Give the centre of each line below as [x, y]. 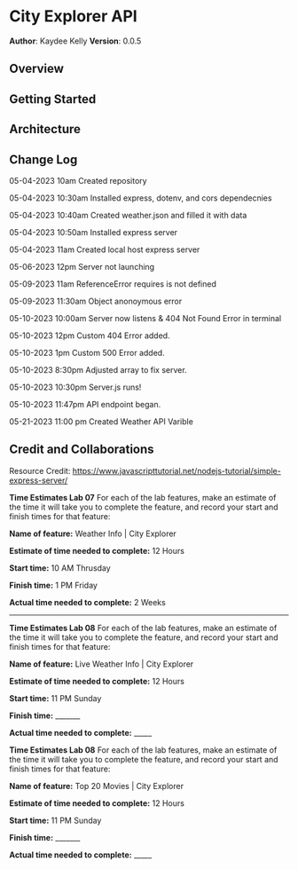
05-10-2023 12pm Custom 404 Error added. [90, 336]
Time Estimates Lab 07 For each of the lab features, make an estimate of [143, 497]
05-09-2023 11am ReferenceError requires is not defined [113, 284]
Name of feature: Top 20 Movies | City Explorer [97, 786]
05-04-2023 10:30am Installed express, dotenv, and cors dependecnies [141, 198]
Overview [37, 69]
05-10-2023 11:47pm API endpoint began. [85, 404]
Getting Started [53, 99]
